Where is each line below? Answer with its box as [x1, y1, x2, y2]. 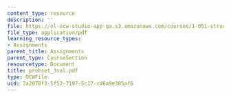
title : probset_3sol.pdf [7, 67, 78, 74]
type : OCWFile [7, 73, 48, 81]
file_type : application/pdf [7, 29, 88, 36]
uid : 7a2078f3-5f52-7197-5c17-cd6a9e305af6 [7, 80, 134, 87]
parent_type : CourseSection [7, 55, 88, 61]
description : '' [7, 16, 54, 23]
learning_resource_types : [7, 36, 81, 42]
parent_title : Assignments [7, 48, 85, 55]
